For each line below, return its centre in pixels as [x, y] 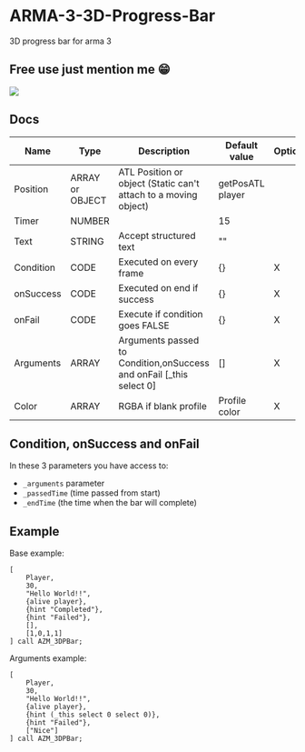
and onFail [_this [153, 374]
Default [242, 145]
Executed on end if [158, 287]
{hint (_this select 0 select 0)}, [93, 715]
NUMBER [90, 221]
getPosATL [241, 183]
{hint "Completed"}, [64, 610]
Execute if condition [161, 314]
